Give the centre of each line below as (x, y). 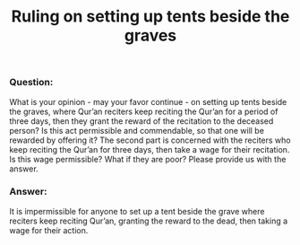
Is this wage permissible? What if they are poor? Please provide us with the (148, 159)
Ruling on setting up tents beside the (150, 17)
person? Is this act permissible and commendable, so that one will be (137, 130)
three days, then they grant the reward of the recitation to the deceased (141, 121)
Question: (31, 83)
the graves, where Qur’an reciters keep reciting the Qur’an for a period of (144, 111)
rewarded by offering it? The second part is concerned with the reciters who (150, 140)
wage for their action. (49, 230)
